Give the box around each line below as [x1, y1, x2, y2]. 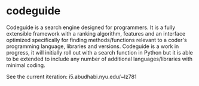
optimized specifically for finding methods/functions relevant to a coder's [6, 36, 187, 43]
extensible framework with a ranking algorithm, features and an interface [6, 30, 186, 37]
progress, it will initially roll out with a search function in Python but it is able [6, 49, 193, 56]
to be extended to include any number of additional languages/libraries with [6, 55, 193, 62]
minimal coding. [6, 61, 46, 69]
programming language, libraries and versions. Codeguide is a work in [6, 43, 179, 50]
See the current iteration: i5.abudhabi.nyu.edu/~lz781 [6, 73, 137, 80]
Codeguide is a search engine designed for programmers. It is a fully [6, 24, 176, 31]
